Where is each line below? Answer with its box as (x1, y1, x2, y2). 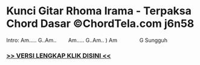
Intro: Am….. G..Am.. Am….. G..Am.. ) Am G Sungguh (6, 36, 168, 44)
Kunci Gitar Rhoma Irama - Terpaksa (6, 4, 192, 18)
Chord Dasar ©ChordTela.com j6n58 (6, 17, 195, 30)
